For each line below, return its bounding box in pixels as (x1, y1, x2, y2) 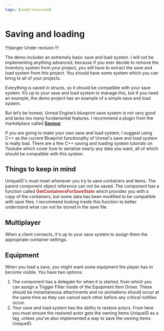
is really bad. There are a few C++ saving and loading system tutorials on (5, 140, 153, 146)
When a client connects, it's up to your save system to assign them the (5, 232, 148, 238)
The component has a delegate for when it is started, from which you (12, 279, 152, 284)
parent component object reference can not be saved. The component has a (5, 183, 160, 189)
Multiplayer (5, 218, 41, 227)
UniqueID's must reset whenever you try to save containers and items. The (5, 178, 156, 184)
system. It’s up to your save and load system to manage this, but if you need (5, 90, 159, 96)
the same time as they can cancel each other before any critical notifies (12, 295, 157, 300)
